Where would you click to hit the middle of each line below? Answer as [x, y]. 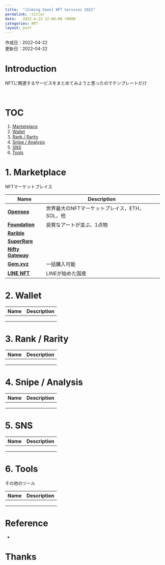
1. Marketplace [36, 172]
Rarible [16, 233]
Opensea [18, 211]
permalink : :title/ [25, 14]
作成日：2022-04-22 [26, 43]
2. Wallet [23, 296]
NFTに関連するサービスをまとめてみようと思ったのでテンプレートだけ [76, 83]
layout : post [18, 28]
